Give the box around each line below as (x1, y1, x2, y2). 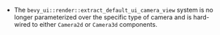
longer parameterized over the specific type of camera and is (13, 13, 192, 21)
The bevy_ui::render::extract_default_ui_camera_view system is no (13, 6, 214, 14)
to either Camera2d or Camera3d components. (32, 21, 158, 28)
